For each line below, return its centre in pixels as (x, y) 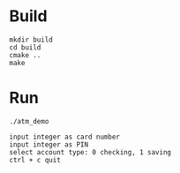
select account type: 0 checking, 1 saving (90, 152)
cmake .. (25, 55)
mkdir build (31, 40)
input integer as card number (65, 137)
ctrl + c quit (35, 160)
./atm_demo (29, 121)
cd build (25, 47)
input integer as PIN (49, 144)
